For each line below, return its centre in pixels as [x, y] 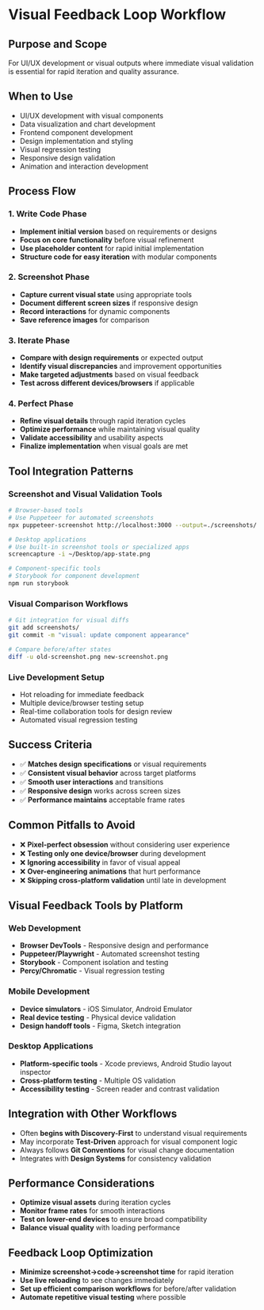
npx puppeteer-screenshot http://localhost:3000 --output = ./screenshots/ [133, 525]
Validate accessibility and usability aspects [92, 438]
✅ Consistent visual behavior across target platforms [108, 773]
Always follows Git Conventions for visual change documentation [127, 1149]
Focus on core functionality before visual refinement [107, 239]
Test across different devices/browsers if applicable [107, 383]
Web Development [45, 928]
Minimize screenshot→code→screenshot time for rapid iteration [126, 1272]
